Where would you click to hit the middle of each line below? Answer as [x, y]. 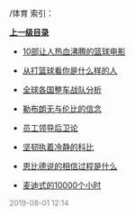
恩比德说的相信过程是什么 [70, 166]
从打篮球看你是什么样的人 [70, 71]
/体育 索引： [31, 13]
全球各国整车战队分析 [62, 90]
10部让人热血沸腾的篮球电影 [74, 51]
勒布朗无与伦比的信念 [62, 109]
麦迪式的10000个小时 [62, 185]
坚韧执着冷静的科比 [58, 147]
